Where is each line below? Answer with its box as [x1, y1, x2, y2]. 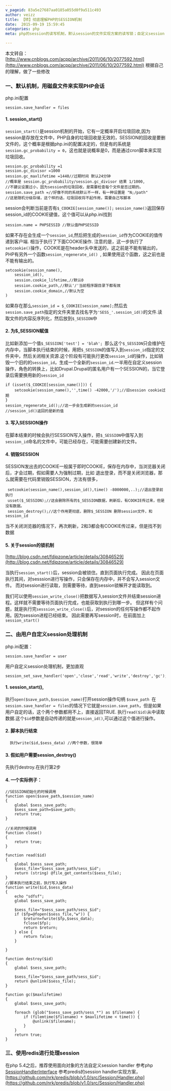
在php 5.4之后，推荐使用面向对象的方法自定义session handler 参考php [5, 1062, 153, 1068]
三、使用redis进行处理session [5, 1050, 80, 1057]
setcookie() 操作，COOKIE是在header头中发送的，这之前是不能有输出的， [5, 244, 160, 251]
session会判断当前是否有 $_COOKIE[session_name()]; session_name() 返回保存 [5, 205, 165, 211]
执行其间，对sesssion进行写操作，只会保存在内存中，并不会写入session [5, 576, 156, 582]
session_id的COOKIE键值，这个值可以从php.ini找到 [5, 211, 112, 217]
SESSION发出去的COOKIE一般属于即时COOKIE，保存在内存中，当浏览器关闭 [5, 463, 165, 469]
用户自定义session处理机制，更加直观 [5, 663, 84, 669]
